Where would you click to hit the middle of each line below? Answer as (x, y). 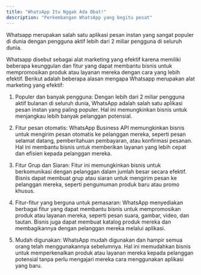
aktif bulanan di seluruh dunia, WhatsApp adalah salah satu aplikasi (99, 103)
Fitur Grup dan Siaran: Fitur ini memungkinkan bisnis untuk (88, 165)
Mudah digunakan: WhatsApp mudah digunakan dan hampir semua (99, 240)
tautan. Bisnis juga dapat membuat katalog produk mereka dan (93, 222)
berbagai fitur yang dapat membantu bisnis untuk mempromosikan (98, 209)
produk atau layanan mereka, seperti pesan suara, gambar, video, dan (102, 215)
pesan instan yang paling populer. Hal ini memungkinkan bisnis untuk (101, 109)
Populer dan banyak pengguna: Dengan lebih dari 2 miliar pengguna (100, 97)
